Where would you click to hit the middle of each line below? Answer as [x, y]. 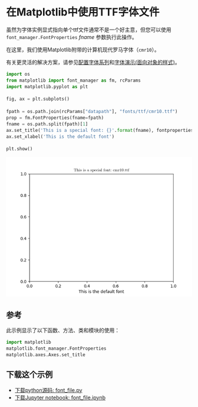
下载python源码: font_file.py [48, 390]
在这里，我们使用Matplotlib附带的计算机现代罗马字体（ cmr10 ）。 [83, 49]
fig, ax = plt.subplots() [38, 99]
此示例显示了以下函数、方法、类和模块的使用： [63, 330]
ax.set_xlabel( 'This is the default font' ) [60, 137]
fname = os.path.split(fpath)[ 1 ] [47, 124]
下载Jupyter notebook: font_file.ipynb [60, 398]
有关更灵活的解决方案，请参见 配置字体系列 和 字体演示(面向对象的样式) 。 [93, 62]
